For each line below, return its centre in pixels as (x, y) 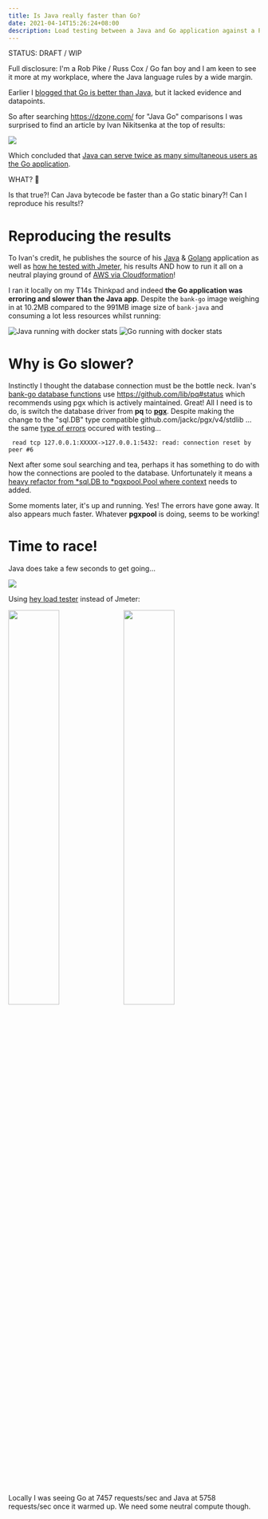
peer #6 (21, 450)
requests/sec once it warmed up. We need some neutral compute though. (130, 1506)
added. (20, 490)
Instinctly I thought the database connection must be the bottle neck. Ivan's (132, 386)
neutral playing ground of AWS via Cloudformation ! (92, 275)
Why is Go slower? (71, 364)
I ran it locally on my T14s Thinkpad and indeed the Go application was (126, 290)
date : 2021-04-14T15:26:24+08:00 (64, 23)
